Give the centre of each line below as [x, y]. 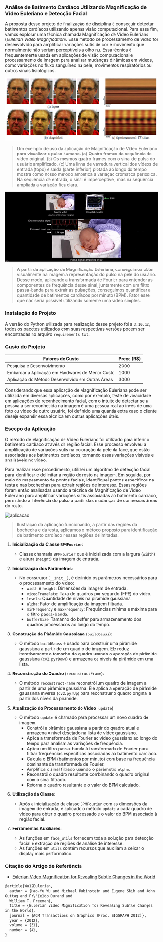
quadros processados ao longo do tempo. [68, 625]
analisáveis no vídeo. [26, 460]
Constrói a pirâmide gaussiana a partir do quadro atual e [83, 728]
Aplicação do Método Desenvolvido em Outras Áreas [60, 380]
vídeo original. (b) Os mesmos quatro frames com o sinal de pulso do [86, 159]
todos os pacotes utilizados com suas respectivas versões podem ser [75, 329]
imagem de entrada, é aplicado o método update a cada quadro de [86, 809]
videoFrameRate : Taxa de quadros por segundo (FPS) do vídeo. [89, 594]
